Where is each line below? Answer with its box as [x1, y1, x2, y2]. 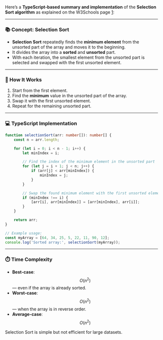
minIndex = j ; [39, 173, 68, 178]
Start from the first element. [12, 87, 68, 93]
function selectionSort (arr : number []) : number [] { [5, 133, 112, 137]
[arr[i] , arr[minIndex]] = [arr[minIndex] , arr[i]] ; [31, 200, 140, 204]
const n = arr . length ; [14, 137, 60, 142]
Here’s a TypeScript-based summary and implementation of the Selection [5, 4, 157, 10]
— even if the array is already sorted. [12, 285, 86, 291]
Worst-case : [12, 290, 38, 296]
